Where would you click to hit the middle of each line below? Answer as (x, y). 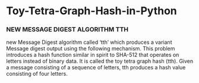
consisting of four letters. (37, 74)
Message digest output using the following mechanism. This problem (91, 49)
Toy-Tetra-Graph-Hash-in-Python (91, 11)
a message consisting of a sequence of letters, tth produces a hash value (96, 68)
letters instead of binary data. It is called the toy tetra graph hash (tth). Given (100, 61)
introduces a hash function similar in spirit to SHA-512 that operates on (93, 55)
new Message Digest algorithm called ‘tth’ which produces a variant (89, 42)
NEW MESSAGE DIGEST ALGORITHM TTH (67, 30)
